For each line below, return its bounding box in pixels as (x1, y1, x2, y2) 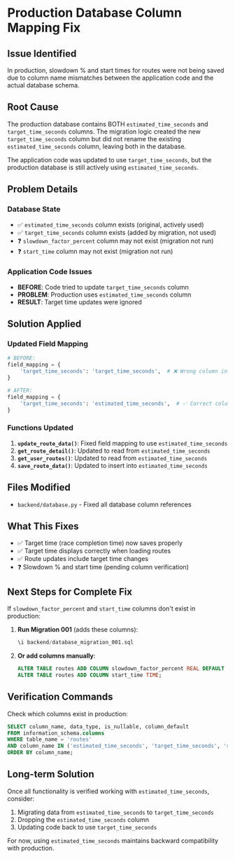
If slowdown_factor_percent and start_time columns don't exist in (7, 604, 196, 613)
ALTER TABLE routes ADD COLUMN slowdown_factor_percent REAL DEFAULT (17, 665, 225, 672)
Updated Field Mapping (7, 339, 89, 349)
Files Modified (7, 481, 71, 494)
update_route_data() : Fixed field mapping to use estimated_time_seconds (17, 439, 228, 447)
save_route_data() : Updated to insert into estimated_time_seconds (17, 461, 208, 469)
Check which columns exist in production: (7, 709, 128, 718)
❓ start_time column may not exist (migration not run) (17, 247, 173, 255)
